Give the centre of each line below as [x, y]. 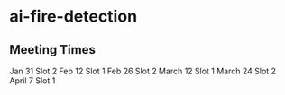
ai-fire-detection [74, 17]
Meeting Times [53, 50]
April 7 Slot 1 [32, 81]
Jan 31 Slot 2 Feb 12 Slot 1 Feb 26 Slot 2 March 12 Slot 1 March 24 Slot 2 [143, 71]
